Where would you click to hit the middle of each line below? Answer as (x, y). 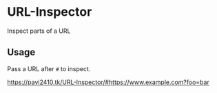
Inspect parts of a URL (39, 31)
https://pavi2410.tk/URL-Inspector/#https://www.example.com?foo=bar (108, 82)
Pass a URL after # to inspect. (49, 68)
